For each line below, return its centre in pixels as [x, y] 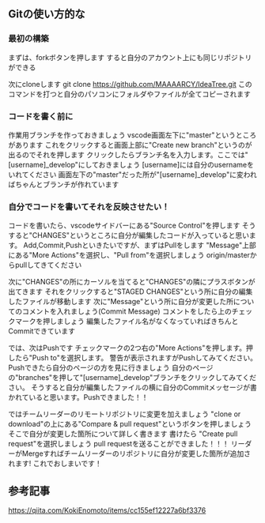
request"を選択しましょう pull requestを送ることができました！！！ [119, 444]
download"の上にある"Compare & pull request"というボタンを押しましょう [130, 424]
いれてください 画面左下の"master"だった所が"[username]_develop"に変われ [132, 174]
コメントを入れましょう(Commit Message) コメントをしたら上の [127, 311]
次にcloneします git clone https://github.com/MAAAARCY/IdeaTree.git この [131, 84]
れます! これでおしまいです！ [55, 464]
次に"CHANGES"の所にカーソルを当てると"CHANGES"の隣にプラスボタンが [132, 282]
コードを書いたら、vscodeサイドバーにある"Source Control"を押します [124, 226]
